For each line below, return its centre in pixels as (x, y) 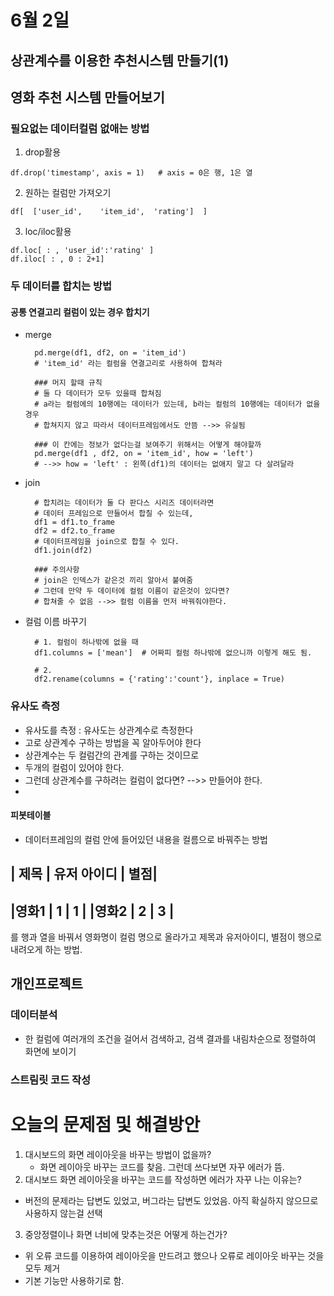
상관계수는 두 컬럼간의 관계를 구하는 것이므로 (112, 755)
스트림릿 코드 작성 (51, 1079)
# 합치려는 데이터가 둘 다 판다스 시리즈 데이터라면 (124, 503)
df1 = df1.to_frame (74, 522)
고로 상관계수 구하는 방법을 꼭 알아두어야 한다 (113, 742)
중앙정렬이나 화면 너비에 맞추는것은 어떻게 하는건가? (126, 1234)
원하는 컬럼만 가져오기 (68, 193)
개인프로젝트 (46, 984)
